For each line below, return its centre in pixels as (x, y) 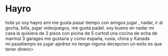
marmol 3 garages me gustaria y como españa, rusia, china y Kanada (78, 38)
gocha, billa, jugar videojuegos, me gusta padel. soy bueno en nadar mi (80, 27)
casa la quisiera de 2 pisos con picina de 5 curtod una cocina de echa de (81, 33)
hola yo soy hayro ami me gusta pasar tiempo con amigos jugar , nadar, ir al (84, 22)
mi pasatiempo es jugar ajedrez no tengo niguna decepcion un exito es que (84, 43)
